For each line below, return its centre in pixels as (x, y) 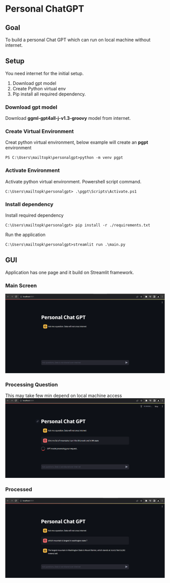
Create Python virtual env (39, 88)
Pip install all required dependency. (49, 94)
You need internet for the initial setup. (45, 73)
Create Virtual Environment (40, 132)
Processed (19, 490)
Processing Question (32, 385)
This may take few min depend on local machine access (64, 396)
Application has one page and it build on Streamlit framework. (70, 272)
